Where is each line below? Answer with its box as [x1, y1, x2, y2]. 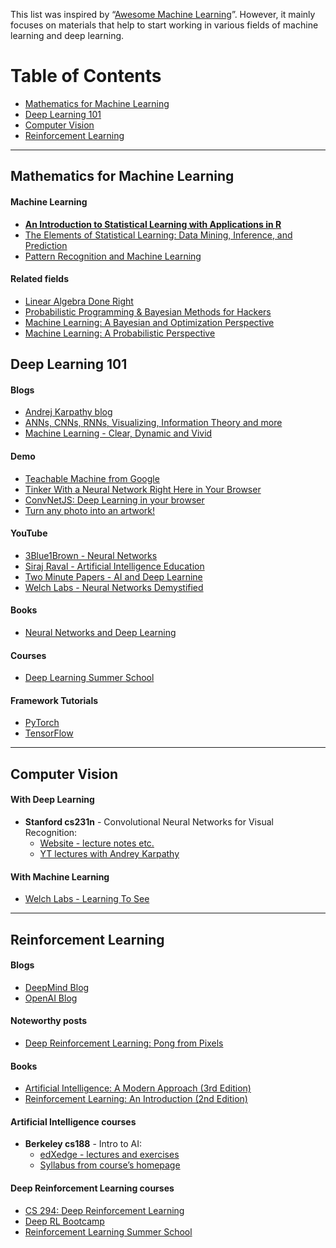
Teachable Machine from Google [24, 472, 160, 484]
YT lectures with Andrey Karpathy [39, 847, 180, 859]
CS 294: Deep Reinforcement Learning [24, 1204, 185, 1216]
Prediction [24, 239, 68, 251]
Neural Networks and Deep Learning [24, 626, 177, 638]
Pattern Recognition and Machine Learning [24, 250, 202, 262]
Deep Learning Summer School [24, 672, 155, 684]
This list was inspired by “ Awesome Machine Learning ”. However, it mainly [10, 9, 316, 20]
